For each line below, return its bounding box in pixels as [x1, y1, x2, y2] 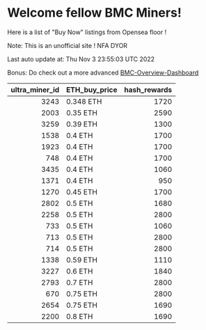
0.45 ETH [65, 187, 97, 196]
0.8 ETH [65, 311, 93, 321]
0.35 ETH [65, 108, 97, 118]
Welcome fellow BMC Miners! [7, 5, 182, 21]
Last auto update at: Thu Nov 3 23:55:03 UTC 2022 [7, 54, 155, 63]
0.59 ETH [65, 255, 97, 265]
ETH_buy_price [65, 85, 118, 95]
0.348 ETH [65, 96, 102, 106]
